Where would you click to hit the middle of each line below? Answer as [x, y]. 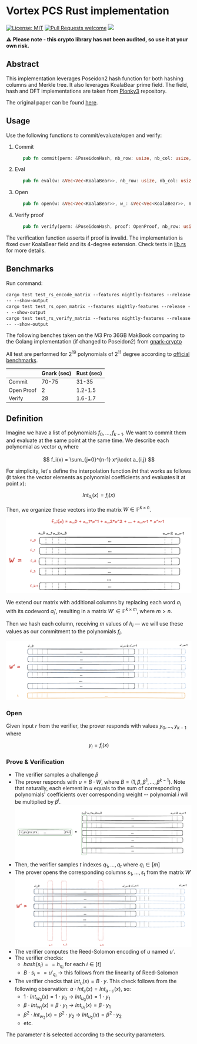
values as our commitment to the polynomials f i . [64, 632]
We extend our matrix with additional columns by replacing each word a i [94, 603]
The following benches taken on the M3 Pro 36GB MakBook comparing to [96, 335]
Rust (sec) [89, 374]
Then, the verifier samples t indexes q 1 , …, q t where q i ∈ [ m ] [87, 865]
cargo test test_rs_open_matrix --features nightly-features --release [96, 306]
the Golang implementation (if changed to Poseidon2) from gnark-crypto [94, 341]
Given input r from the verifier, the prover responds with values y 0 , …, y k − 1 [96, 727]
